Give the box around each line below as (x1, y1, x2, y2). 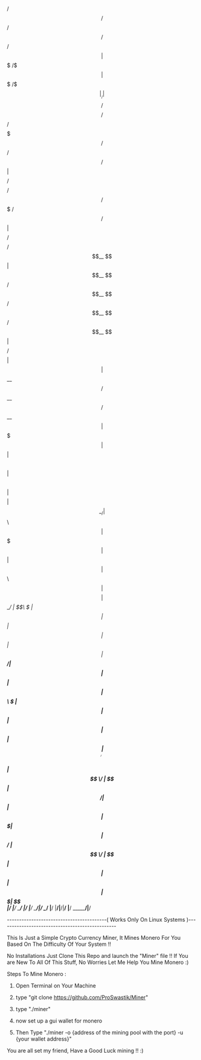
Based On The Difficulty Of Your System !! (7, 940, 111, 948)
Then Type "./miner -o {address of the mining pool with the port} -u (15, 1029, 183, 1036)
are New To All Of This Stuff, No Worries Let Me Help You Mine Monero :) (7, 959, 189, 966)
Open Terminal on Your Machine (15, 981, 96, 989)
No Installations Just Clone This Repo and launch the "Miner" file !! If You (7, 952, 189, 959)
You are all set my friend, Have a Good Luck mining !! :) (7, 1047, 144, 1054)
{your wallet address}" (15, 1035, 72, 1042)
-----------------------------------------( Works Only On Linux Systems (7, 916, 186, 923)
